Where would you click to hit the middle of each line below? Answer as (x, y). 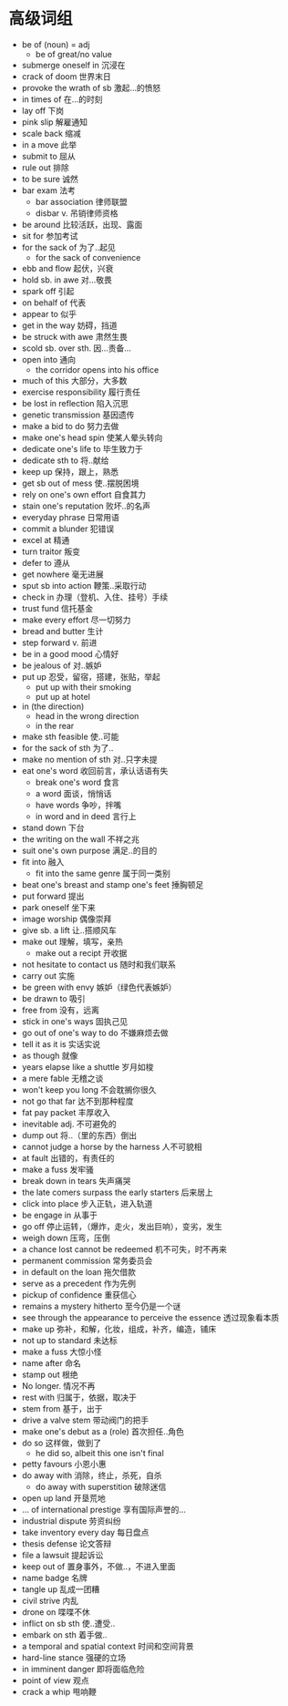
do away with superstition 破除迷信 (101, 1486)
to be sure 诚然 (50, 179)
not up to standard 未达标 (69, 1340)
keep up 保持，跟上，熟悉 (70, 471)
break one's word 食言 (77, 782)
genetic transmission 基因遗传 (78, 415)
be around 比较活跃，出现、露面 (82, 224)
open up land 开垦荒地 (63, 1498)
